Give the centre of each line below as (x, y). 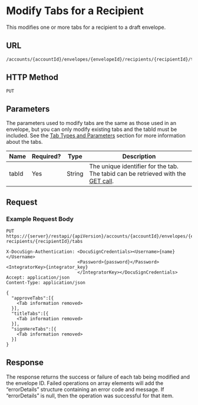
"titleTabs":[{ (30, 314)
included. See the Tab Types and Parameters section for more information (96, 136)
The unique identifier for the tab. (134, 166)
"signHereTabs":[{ (34, 329)
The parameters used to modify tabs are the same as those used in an (91, 123)
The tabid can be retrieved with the (138, 174)
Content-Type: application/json (46, 283)
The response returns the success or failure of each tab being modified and (98, 377)
